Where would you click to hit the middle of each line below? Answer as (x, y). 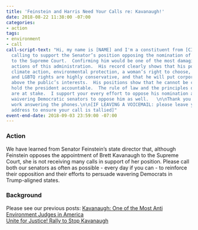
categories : (21, 22)
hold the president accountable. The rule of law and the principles (100, 88)
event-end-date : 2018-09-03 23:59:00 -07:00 (62, 115)
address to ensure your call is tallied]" (64, 110)
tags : (13, 34)
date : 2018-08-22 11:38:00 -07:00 (49, 17)
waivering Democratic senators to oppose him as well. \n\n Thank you (101, 99)
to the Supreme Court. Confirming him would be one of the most (93, 61)
